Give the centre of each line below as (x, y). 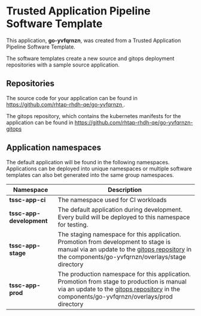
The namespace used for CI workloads (112, 200)
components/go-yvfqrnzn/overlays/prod (115, 296)
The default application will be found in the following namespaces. (88, 162)
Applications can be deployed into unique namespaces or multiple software (99, 168)
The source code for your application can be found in (72, 98)
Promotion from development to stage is (114, 242)
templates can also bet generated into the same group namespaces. (90, 174)
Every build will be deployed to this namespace (124, 217)
